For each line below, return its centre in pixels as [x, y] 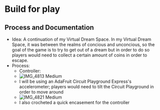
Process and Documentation [49, 27]
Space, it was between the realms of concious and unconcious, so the [83, 45]
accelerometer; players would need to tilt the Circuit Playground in [86, 87]
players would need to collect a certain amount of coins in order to [80, 55]
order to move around [41, 92]
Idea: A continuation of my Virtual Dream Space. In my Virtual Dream [81, 39]
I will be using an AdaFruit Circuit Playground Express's [75, 81]
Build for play [32, 9]
